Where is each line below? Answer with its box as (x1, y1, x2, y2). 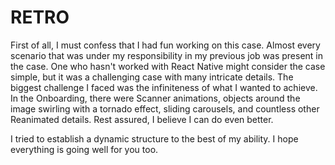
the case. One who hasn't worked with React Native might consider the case (10, 60, 326, 72)
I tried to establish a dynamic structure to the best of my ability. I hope (10, 132, 299, 145)
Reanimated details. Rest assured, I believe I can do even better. (10, 113, 274, 125)
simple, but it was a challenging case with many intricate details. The (10, 71, 294, 83)
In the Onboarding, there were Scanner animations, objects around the (10, 92, 301, 104)
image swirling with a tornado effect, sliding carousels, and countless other (10, 102, 320, 115)
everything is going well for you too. (10, 143, 159, 155)
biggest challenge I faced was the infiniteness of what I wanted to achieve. (10, 81, 318, 93)
